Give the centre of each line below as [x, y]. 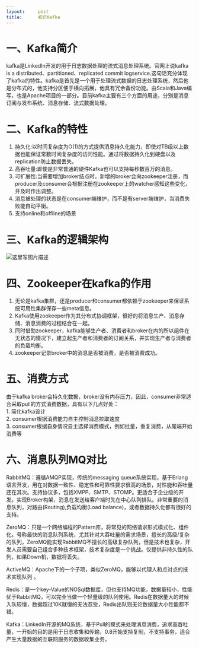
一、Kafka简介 [42, 48]
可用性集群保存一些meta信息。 [57, 309]
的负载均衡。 [30, 345]
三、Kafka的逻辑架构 [57, 239]
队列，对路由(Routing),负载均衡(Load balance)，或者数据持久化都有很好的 [101, 507]
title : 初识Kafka [33, 17]
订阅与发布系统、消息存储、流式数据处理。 [58, 103]
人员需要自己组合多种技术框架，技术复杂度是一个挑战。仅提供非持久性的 [99, 549]
